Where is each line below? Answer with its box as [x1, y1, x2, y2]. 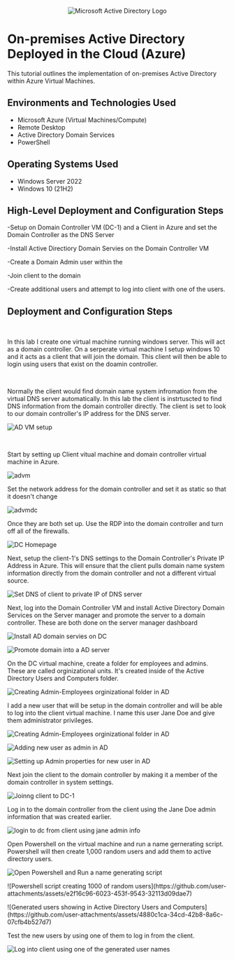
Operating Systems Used [7, 158, 119, 170]
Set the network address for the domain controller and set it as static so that [7, 485, 226, 494]
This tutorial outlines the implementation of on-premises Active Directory [7, 69, 217, 77]
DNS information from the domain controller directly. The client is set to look [7, 402, 226, 410]
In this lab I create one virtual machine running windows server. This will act [7, 337, 226, 346]
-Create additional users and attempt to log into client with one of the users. [7, 285, 226, 294]
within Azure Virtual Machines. [7, 76, 96, 85]
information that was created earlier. [7, 813, 112, 821]
